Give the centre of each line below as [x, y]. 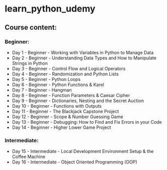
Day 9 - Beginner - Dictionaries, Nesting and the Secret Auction [78, 101]
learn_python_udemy [50, 9]
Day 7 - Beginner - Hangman [42, 90]
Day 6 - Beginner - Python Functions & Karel [58, 84]
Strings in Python [30, 63]
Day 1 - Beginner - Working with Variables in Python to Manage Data [83, 52]
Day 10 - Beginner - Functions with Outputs [57, 106]
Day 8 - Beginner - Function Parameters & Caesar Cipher [71, 95]
